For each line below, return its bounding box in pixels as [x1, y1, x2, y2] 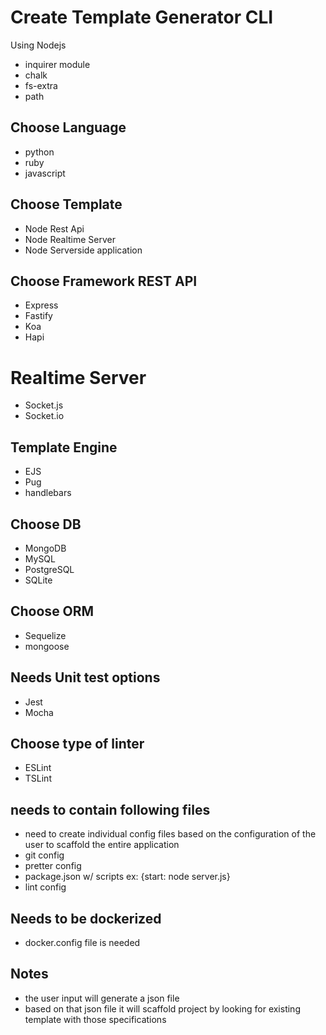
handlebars [24, 487, 72, 499]
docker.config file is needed [24, 937, 141, 948]
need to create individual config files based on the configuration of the [24, 828, 317, 840]
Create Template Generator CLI [10, 6, 274, 29]
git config [24, 849, 65, 861]
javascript [24, 167, 66, 179]
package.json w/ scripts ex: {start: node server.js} [24, 871, 231, 883]
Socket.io [24, 410, 65, 422]
